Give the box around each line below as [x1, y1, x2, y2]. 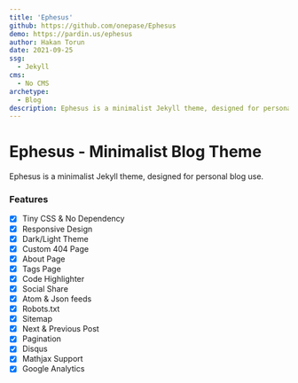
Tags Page [21, 263, 62, 274]
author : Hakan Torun [9, 37, 86, 47]
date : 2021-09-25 [9, 46, 74, 55]
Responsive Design [21, 223, 93, 234]
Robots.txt [21, 303, 60, 315]
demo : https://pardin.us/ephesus [9, 29, 133, 38]
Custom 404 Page [21, 243, 90, 254]
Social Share [21, 283, 69, 293]
